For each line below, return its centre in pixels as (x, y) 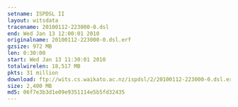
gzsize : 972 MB (30, 46)
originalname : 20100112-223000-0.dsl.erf (69, 40)
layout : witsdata (33, 20)
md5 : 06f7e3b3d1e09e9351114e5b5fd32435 (66, 92)
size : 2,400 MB (30, 86)
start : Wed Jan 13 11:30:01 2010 (57, 60)
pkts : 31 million (33, 73)
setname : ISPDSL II (36, 14)
